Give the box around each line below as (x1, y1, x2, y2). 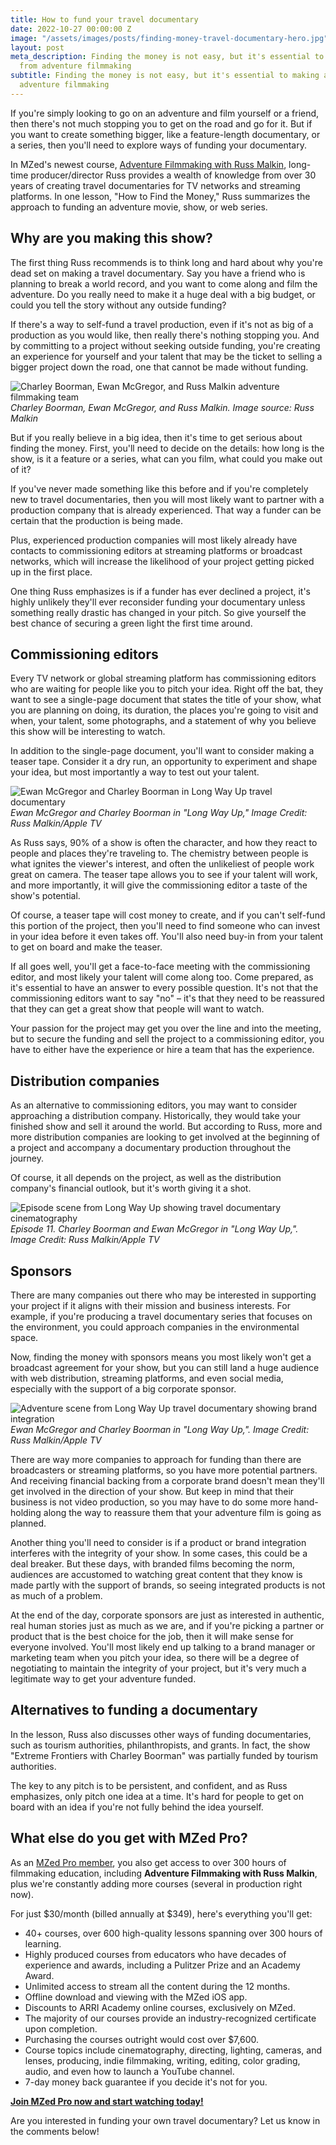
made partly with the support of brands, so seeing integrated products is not (10, 1579, 326, 1591)
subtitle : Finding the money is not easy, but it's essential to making (10, 71, 320, 81)
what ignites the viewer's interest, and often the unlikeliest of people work (10, 858, 315, 870)
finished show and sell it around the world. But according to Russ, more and (10, 1121, 323, 1133)
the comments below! (10, 2125, 100, 2137)
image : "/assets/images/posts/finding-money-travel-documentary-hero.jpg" (10, 33, 329, 43)
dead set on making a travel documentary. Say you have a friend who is (10, 267, 306, 279)
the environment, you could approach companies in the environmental (10, 1321, 300, 1333)
